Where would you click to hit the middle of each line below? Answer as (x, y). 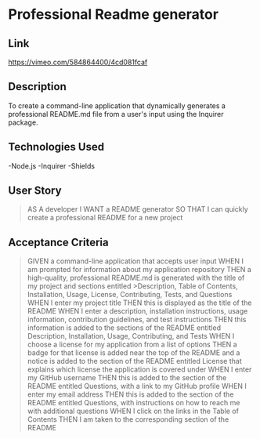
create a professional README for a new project (105, 218)
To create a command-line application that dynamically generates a (117, 105)
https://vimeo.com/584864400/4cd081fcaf (78, 62)
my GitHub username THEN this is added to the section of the (127, 378)
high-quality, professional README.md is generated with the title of (136, 278)
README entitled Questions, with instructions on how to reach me (134, 403)
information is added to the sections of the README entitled (124, 328)
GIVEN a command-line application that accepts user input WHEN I (135, 261)
